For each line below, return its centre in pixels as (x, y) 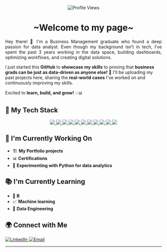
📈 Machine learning (34, 202)
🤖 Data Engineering (33, 209)
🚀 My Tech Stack (32, 110)
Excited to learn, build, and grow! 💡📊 (44, 92)
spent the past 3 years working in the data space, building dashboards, (83, 52)
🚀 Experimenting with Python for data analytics (62, 165)
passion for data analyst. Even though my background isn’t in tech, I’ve (83, 47)
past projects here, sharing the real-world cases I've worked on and (75, 78)
